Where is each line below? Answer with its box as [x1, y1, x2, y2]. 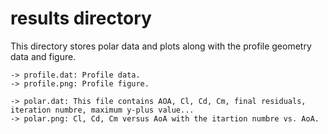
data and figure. [10, 50, 77, 62]
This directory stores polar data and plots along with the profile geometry [10, 40, 312, 52]
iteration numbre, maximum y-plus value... [10, 105, 195, 115]
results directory [10, 7, 152, 30]
